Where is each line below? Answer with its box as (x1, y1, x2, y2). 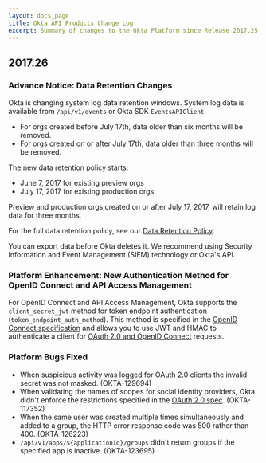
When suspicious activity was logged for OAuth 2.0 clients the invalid (19, 370, 248, 379)
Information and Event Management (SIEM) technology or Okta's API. (8, 250, 236, 260)
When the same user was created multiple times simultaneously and (19, 412, 244, 422)
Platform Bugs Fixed (8, 351, 88, 363)
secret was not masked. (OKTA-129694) (19, 378, 152, 387)
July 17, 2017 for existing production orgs (19, 186, 155, 196)
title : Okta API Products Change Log (8, 19, 134, 27)
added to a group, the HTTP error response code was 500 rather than (19, 420, 249, 430)
